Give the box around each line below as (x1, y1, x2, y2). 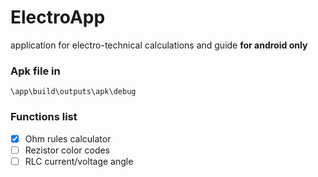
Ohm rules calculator (24, 132, 112, 145)
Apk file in (10, 64, 61, 78)
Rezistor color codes (24, 144, 111, 156)
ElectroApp (10, 6, 106, 29)
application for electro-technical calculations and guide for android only (10, 39, 308, 51)
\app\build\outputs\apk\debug (10, 87, 137, 97)
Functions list (10, 110, 78, 124)
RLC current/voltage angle (24, 155, 134, 167)
